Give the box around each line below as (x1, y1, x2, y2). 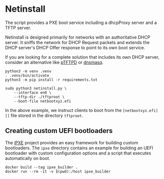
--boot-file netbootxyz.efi (14, 99, 71, 104)
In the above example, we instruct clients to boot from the (5, 107, 122, 113)
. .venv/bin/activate (5, 73, 50, 78)
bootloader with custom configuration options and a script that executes (5, 150, 151, 156)
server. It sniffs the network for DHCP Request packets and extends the (5, 39, 150, 45)
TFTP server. (5, 24, 31, 30)
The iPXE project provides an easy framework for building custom (5, 139, 138, 145)
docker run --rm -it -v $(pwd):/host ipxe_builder (5, 169, 111, 174)
